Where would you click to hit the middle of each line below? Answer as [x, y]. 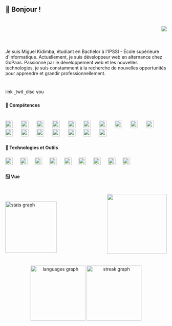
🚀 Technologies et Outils [32, 148]
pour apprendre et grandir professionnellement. [56, 74]
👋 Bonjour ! [23, 10]
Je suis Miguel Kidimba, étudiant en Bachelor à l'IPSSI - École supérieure [82, 51]
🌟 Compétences [23, 105]
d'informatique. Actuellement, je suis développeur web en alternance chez [84, 57]
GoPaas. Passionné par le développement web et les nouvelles [72, 63]
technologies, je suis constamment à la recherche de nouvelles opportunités [86, 68]
